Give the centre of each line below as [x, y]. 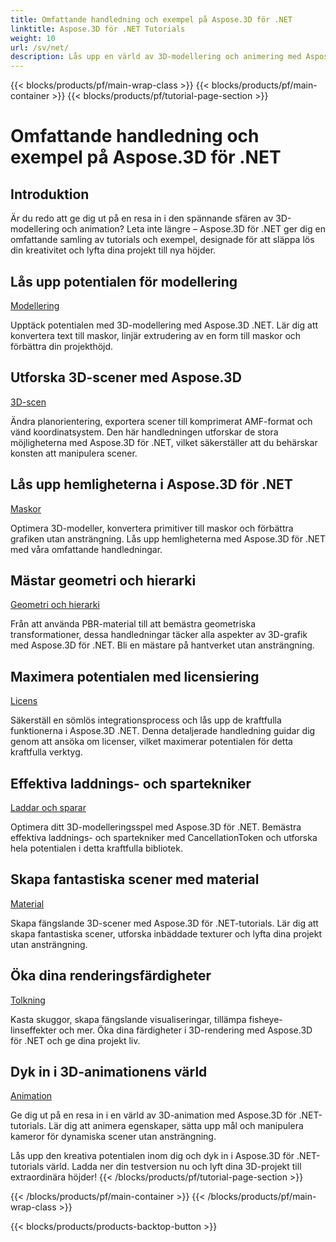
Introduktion [50, 194]
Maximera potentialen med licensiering [135, 676]
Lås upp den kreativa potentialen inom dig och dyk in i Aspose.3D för [152, 1156]
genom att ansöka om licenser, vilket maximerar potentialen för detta [151, 742]
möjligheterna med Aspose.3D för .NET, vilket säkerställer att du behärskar [164, 442]
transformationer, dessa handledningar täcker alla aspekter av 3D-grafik [159, 635]
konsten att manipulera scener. [74, 453]
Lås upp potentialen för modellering [124, 281]
